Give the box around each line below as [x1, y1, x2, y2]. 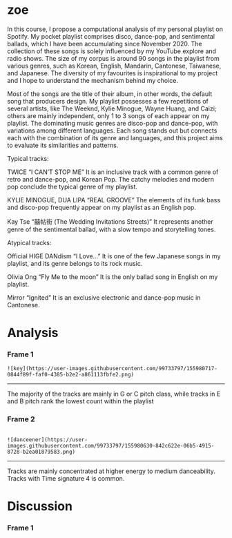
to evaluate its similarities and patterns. [7, 141, 119, 149]
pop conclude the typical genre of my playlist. [7, 182, 138, 191]
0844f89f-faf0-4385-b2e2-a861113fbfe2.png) [7, 372, 135, 378]
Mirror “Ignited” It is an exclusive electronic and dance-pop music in [7, 293, 201, 302]
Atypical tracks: [7, 238, 52, 247]
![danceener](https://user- [7, 436, 88, 443]
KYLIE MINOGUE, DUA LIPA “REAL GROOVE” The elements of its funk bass [7, 195, 221, 204]
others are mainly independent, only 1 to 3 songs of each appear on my [7, 111, 210, 119]
